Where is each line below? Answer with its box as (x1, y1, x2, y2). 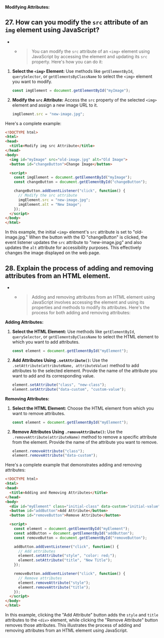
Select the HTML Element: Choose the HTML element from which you (12, 405, 154, 411)
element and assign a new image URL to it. (12, 102, 98, 108)
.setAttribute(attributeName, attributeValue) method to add (12, 362, 139, 368)
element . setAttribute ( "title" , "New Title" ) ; (18, 558, 112, 563)
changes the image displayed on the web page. (5, 250, 101, 256)
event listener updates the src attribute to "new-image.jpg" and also (5, 240, 143, 245)
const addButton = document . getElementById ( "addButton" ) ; (14, 530, 134, 536)
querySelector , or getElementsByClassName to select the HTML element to (12, 334, 159, 339)
